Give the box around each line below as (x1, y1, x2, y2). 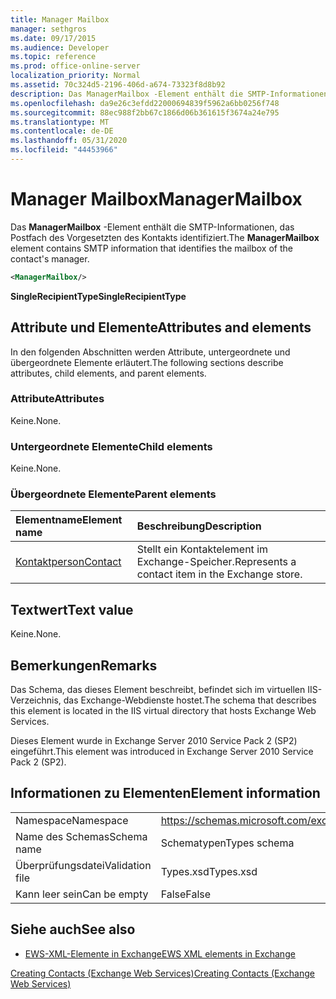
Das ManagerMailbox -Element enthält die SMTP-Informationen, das (10, 221, 295, 233)
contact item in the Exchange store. (136, 567, 303, 581)
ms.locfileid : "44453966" (10, 145, 118, 155)
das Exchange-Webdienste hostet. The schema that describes (63, 694, 317, 706)
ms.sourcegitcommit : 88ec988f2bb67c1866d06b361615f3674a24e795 (10, 107, 280, 118)
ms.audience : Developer (10, 42, 110, 53)
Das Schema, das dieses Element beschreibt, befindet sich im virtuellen (10, 684, 306, 696)
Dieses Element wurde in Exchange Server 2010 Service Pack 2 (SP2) (10, 735, 298, 747)
